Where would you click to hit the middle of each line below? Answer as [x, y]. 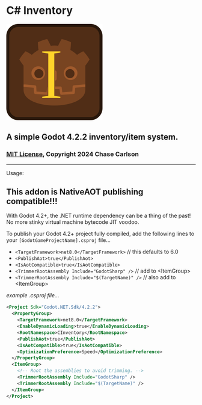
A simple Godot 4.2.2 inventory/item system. [92, 137]
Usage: [15, 173]
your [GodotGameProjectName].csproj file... [59, 240]
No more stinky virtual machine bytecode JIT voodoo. [73, 222]
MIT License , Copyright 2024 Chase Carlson [73, 154]
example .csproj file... [33, 295]
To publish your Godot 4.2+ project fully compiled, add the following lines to [100, 234]
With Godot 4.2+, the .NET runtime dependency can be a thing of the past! [99, 216]
